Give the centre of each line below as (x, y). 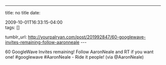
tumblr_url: (16, 37)
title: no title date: (23, 13)
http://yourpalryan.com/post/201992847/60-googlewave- (87, 37)
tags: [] (12, 27)
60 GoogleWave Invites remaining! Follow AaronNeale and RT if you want (80, 52)
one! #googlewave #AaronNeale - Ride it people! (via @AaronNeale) (75, 57)
